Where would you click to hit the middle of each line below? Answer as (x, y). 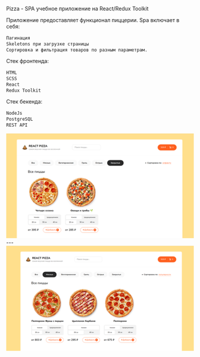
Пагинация (18, 38)
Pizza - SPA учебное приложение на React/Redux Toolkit (77, 9)
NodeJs (14, 113)
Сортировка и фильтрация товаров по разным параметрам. (77, 50)
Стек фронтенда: (28, 61)
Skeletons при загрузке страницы (48, 44)
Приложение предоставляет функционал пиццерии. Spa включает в (93, 20)
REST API (17, 125)
